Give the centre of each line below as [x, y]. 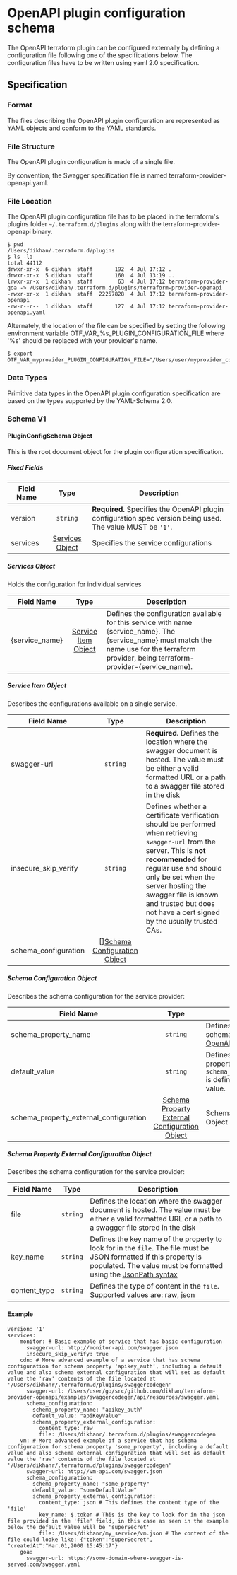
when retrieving [172, 832]
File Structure [31, 146]
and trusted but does [180, 903]
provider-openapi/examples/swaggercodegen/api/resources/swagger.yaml [113, 1397]
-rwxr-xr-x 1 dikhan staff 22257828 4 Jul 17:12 [86, 294]
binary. [43, 232]
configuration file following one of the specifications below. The [100, 55]
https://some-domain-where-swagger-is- [126, 1558]
